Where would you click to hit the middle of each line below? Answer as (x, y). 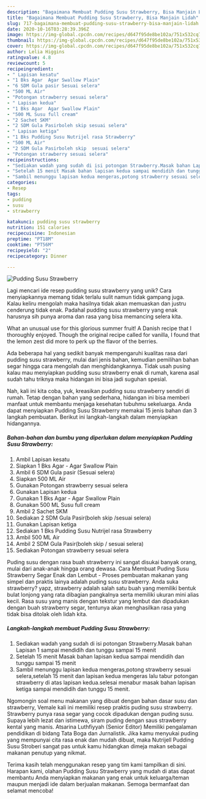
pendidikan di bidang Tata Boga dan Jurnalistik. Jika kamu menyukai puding (103, 734)
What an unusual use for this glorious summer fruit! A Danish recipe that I (99, 328)
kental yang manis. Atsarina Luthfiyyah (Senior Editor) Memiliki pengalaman (102, 727)
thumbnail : (21, 40)
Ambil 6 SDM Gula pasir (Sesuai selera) (65, 473)
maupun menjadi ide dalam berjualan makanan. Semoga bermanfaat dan (98, 784)
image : (15, 35)
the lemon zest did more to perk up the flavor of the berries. (83, 341)
